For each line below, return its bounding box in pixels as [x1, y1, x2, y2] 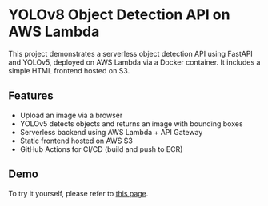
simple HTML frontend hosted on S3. [8, 65, 130, 75]
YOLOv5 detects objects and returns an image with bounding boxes [19, 118, 243, 129]
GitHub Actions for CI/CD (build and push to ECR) [19, 144, 183, 153]
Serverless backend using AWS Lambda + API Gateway [19, 127, 203, 137]
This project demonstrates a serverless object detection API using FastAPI [8, 49, 254, 58]
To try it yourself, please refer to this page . [8, 188, 149, 198]
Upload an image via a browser [19, 110, 123, 120]
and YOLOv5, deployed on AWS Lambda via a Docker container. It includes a [8, 57, 261, 67]
